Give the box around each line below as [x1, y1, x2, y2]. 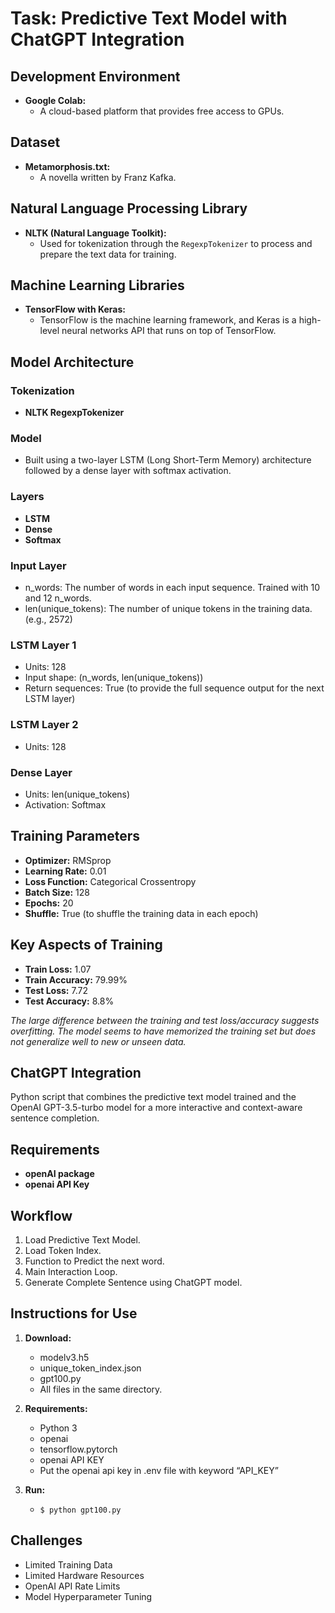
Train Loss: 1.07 [24, 963, 92, 975]
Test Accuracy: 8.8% [24, 995, 115, 1007]
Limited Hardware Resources [24, 1569, 145, 1581]
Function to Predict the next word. [24, 1255, 165, 1267]
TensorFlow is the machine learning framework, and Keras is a [39, 314, 297, 326]
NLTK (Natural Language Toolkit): [24, 227, 167, 239]
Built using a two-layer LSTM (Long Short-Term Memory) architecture [24, 454, 312, 466]
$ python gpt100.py [39, 1505, 122, 1515]
